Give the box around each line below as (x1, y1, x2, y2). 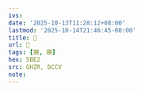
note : (8, 70, 26, 78)
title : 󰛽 (8, 33, 37, 42)
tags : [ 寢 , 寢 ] (8, 48, 56, 56)
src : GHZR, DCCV (8, 63, 62, 71)
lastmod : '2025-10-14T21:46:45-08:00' (8, 26, 136, 34)
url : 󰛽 (8, 41, 30, 49)
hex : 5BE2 (8, 56, 41, 64)
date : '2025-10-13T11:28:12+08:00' (8, 19, 126, 27)
